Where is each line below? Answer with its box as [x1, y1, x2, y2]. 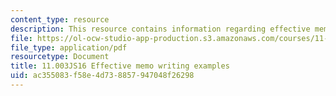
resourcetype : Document [10, 52, 110, 62]
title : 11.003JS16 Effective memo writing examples [10, 61, 230, 71]
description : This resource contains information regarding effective [10, 24, 311, 34]
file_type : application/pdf [10, 42, 128, 53]
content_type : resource [10, 14, 110, 25]
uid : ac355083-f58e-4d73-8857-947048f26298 [10, 71, 195, 81]
